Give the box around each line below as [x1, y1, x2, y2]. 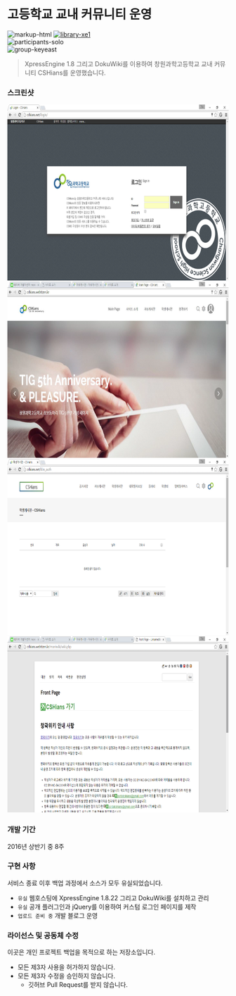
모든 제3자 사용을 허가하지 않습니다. [17, 963, 116, 971]
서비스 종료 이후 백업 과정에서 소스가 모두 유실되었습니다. [7, 878, 163, 887]
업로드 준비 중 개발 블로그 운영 [17, 911, 98, 919]
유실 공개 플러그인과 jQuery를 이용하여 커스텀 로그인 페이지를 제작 [17, 902, 197, 911]
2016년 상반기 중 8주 [7, 842, 65, 850]
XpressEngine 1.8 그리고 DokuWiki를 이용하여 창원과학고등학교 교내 [24, 59, 213, 68]
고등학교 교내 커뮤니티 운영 [7, 6, 152, 23]
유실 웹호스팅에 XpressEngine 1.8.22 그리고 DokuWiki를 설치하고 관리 [17, 893, 209, 902]
